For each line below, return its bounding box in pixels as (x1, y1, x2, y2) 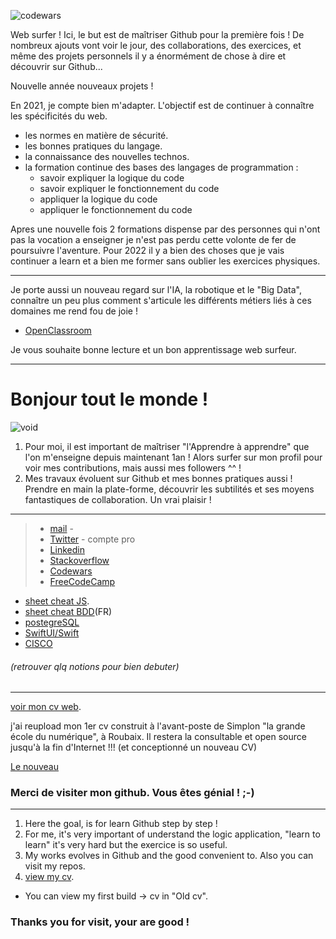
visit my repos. (24, 860, 86, 872)
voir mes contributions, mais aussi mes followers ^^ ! (24, 461, 242, 474)
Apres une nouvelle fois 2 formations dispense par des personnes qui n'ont (10, 223, 321, 235)
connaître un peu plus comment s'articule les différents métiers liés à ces (10, 295, 312, 306)
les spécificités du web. (10, 110, 108, 122)
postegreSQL (24, 616, 80, 628)
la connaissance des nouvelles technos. (24, 151, 190, 162)
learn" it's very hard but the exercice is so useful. (24, 839, 228, 851)
